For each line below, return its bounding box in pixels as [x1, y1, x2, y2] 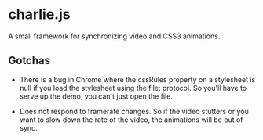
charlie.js [8, 5, 71, 23]
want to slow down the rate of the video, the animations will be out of [19, 115, 243, 124]
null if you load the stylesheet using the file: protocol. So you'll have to [19, 83, 247, 92]
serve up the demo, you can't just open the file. [19, 92, 173, 101]
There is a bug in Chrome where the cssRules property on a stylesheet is [19, 74, 256, 84]
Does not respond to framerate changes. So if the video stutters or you [19, 106, 250, 116]
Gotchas [8, 54, 51, 67]
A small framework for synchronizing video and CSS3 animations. [8, 31, 221, 41]
